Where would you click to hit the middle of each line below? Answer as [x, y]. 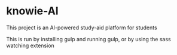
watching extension [30, 45]
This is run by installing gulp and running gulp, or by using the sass [89, 39]
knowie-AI [32, 11]
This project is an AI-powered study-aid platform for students [82, 27]
